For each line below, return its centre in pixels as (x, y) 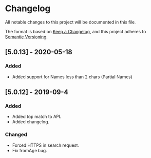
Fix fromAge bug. (29, 150)
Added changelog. (31, 122)
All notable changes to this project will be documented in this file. (71, 22)
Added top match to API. (37, 117)
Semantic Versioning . (26, 37)
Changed (16, 135)
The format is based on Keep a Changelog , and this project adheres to (75, 31)
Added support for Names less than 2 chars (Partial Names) (72, 77)
